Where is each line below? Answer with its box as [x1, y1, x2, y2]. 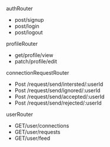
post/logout [14, 29, 43, 36]
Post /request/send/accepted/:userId [14, 93, 105, 100]
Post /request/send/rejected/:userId [14, 99, 102, 106]
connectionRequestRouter [6, 69, 69, 76]
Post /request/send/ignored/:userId [14, 87, 101, 93]
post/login [14, 23, 39, 29]
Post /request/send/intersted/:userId [14, 81, 104, 88]
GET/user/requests [14, 129, 61, 135]
